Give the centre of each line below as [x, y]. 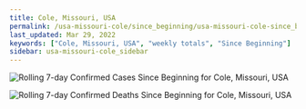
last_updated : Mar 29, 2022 [63, 35]
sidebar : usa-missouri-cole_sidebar [79, 52]
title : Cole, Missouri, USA [63, 18]
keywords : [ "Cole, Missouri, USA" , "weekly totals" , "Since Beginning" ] [150, 43]
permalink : [30, 26]
